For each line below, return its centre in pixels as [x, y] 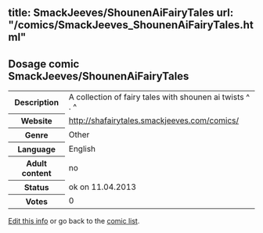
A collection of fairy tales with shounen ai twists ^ [159, 97]
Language [37, 149]
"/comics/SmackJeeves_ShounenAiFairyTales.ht [131, 25]
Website [36, 120]
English [82, 149]
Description [37, 102]
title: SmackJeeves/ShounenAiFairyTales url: [121, 13]
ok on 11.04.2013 [103, 187]
